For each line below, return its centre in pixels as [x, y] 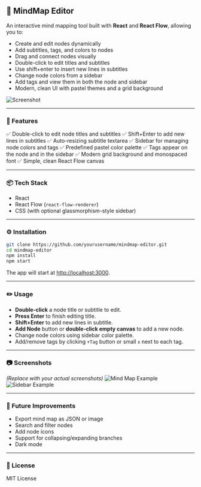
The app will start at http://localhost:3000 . [58, 273]
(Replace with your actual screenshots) [55, 378]
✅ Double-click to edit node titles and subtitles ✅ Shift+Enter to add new [95, 134]
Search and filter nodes [44, 425]
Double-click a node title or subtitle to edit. [68, 309]
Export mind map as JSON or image [59, 419]
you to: [15, 32]
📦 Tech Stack [27, 183]
